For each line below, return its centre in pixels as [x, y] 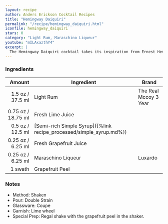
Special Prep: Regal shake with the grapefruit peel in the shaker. [78, 216]
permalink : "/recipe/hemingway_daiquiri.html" [54, 24]
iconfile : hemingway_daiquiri [37, 29]
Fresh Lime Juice [54, 114]
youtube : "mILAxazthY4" [30, 43]
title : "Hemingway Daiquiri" [35, 19]
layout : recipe [21, 10]
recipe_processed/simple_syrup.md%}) [80, 132]
